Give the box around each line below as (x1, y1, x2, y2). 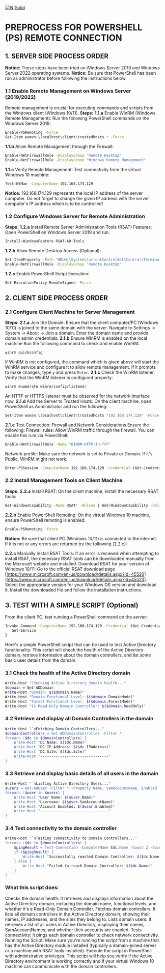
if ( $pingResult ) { (14, 850, 54, 855)
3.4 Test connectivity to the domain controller (5, 825, 117, 832)
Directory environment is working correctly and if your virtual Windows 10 (5, 958, 154, 964)
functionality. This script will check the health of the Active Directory (5, 647, 144, 653)
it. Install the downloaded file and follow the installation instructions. (5, 587, 142, 592)
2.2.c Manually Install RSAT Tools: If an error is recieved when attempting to (5, 550, 159, 556)
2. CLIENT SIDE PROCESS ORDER (5, 294, 108, 302)
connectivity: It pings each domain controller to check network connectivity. (5, 932, 159, 938)
